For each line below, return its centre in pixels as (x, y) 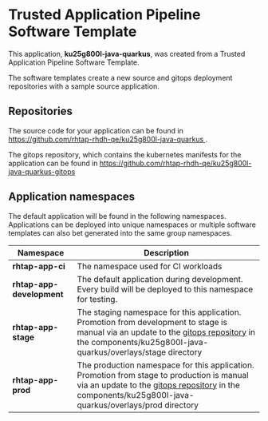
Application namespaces (72, 197)
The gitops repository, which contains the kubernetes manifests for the (125, 154)
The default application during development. (160, 279)
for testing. (97, 299)
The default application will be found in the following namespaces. (117, 216)
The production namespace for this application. (166, 365)
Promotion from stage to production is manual (163, 375)
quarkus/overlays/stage (122, 351)
